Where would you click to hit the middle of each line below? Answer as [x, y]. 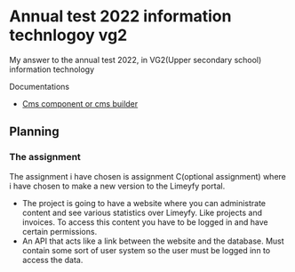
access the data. [52, 260]
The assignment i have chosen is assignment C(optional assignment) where [148, 176]
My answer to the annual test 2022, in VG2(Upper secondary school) [136, 60]
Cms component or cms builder [80, 103]
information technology [52, 69]
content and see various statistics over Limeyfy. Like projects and [142, 212]
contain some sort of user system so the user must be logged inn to [146, 250]
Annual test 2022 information [120, 16]
